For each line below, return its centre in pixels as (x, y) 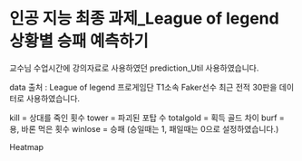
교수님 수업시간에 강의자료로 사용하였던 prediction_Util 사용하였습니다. (134, 68)
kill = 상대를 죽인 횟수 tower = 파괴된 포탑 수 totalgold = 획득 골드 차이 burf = (147, 118)
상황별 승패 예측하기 (79, 41)
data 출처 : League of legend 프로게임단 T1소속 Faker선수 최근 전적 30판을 (143, 87)
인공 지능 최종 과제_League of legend (144, 19)
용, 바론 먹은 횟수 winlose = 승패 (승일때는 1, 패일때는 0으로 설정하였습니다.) (144, 128)
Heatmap (26, 147)
